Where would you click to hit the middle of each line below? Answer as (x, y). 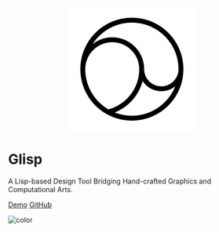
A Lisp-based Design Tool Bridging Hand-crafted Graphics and (110, 181)
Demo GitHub (30, 205)
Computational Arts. (40, 189)
